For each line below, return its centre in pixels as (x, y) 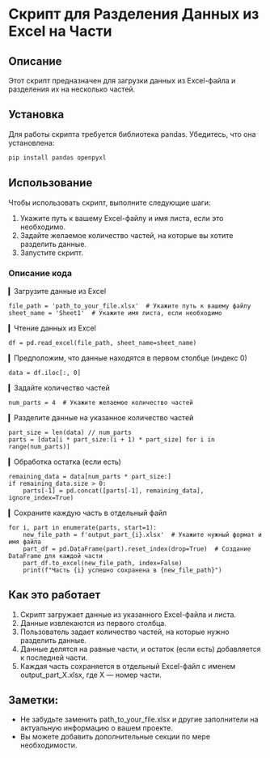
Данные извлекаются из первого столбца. (93, 623)
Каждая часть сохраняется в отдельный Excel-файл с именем (128, 666)
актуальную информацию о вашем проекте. (97, 728)
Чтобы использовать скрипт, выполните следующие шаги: (110, 202)
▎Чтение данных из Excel (53, 328)
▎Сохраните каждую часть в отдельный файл (88, 513)
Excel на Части (60, 31)
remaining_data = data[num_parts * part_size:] (90, 476)
